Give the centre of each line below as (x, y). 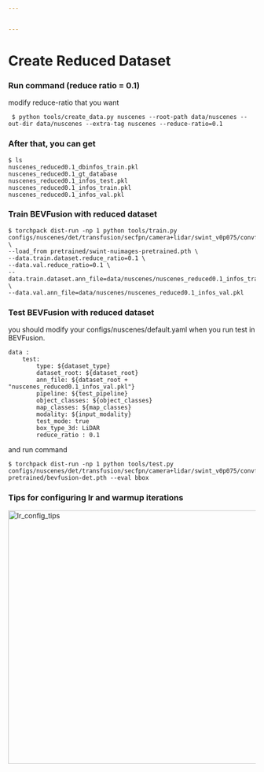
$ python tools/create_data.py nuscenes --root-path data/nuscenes (124, 117)
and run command (38, 450)
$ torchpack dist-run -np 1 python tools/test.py (91, 464)
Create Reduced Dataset (90, 61)
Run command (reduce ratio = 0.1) (74, 85)
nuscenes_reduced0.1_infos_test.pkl (68, 181)
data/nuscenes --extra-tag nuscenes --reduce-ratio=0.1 (130, 124)
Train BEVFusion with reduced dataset (83, 214)
